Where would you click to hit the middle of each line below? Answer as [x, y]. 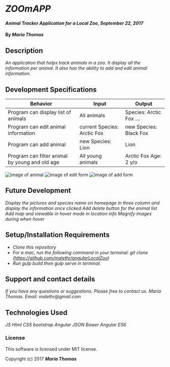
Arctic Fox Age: [143, 156]
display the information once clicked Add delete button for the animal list [81, 208]
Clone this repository [34, 247]
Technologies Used [36, 313]
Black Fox [137, 133]
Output [144, 104]
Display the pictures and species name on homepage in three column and [82, 202]
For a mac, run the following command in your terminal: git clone [80, 252]
